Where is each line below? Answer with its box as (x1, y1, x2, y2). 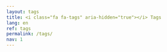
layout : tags (6, 8, 39, 15)
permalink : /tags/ (6, 31, 53, 37)
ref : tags (6, 25, 32, 32)
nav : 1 (6, 36, 23, 42)
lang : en (6, 20, 29, 26)
